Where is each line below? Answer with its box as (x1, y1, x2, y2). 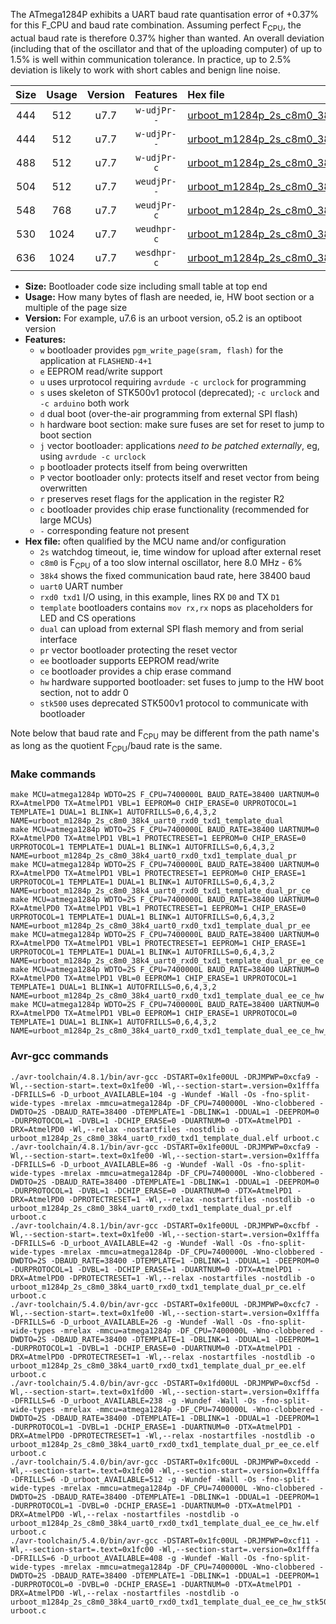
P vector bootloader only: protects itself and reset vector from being (39, 471, 320, 483)
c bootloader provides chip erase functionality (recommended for (39, 503, 310, 515)
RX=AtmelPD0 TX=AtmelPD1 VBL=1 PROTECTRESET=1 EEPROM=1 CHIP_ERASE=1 (10, 939, 307, 949)
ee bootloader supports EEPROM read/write (39, 654, 220, 666)
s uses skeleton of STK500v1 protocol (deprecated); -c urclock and (39, 386, 320, 398)
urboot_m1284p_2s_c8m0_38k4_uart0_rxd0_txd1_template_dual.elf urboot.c (10, 1133, 320, 1143)
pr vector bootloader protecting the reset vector (39, 644, 238, 656)
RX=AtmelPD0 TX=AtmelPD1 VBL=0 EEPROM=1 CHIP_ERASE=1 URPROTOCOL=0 (10, 1009, 298, 1019)
